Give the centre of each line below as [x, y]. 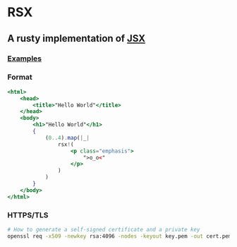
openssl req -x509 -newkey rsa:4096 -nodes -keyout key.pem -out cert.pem [120, 236]
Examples [25, 59]
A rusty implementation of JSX [77, 38]
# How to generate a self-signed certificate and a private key [104, 229]
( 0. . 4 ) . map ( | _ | [67, 138]
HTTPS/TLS [28, 215]
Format [20, 77]
